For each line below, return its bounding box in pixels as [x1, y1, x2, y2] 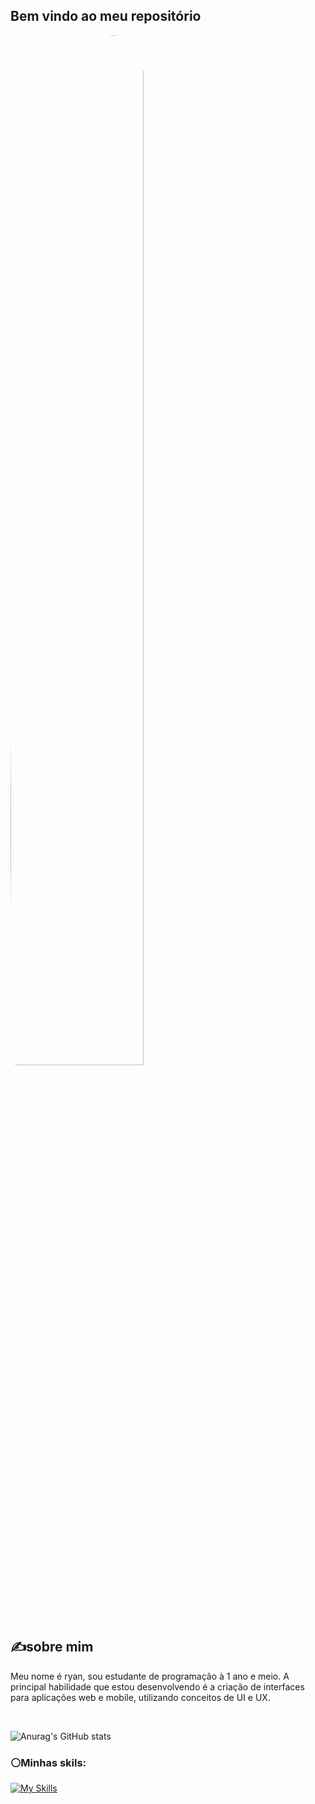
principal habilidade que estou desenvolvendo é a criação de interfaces [10, 1680, 305, 1693]
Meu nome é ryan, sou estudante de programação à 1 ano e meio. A [10, 1670, 290, 1682]
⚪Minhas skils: [10, 1755, 87, 1769]
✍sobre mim [10, 1639, 94, 1656]
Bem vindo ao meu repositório [10, 8, 202, 25]
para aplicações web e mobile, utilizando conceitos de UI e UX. [10, 1691, 271, 1703]
